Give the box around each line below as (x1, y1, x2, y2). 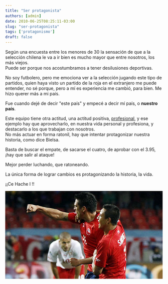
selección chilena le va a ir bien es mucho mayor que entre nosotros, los (5, 54, 155, 60)
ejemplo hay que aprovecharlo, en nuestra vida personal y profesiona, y (5, 121, 154, 126)
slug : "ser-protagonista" (5, 24, 59, 29)
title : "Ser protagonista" (5, 8, 62, 13)
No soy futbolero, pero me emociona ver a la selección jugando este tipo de (5, 75, 162, 80)
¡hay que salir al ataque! (5, 152, 55, 158)
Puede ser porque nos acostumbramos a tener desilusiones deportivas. (5, 65, 153, 71)
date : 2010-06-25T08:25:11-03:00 (5, 19, 75, 24)
